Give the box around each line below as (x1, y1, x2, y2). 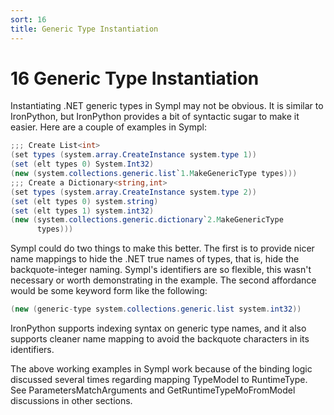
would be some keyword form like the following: (10, 285, 208, 297)
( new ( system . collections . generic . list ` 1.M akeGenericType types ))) (10, 169, 298, 179)
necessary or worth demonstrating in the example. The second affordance (10, 274, 317, 286)
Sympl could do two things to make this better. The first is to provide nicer (10, 242, 315, 255)
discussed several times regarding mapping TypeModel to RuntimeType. (10, 374, 308, 386)
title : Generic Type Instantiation (10, 24, 159, 34)
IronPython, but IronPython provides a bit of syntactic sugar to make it (10, 111, 300, 123)
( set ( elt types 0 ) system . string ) (10, 196, 159, 206)
